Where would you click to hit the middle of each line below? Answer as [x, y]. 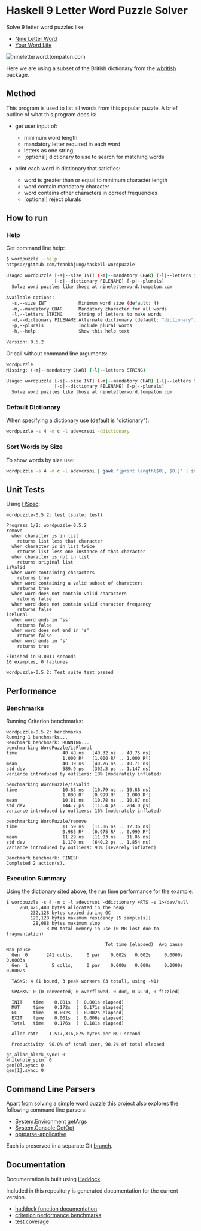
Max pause [19, 950]
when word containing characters [53, 573]
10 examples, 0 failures [37, 662]
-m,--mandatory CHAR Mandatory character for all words [89, 309]
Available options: [31, 298]
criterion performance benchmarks [58, 1215]
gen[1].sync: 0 [25, 1071]
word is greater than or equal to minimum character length [95, 180]
